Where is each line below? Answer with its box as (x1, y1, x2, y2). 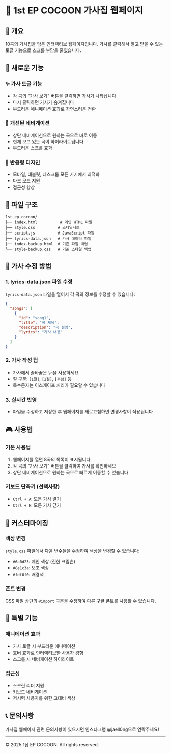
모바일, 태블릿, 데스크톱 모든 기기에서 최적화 (12, 171, 100, 177)
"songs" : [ (10, 306, 33, 311)
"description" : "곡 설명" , (18, 325, 73, 330)
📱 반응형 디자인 (5, 159, 40, 166)
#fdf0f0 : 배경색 (12, 571, 44, 577)
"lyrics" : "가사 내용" (18, 330, 63, 335)
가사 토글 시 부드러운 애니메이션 (12, 643, 75, 649)
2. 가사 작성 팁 (5, 357, 38, 364)
